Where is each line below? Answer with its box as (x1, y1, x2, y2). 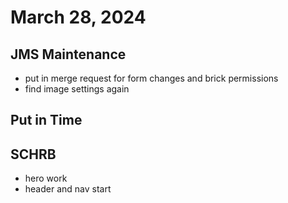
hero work (24, 172, 68, 185)
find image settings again (24, 83, 130, 95)
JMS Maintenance (10, 46, 127, 63)
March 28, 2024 (10, 6, 147, 29)
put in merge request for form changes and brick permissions (24, 72, 279, 84)
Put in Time (10, 112, 83, 129)
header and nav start (24, 183, 112, 195)
